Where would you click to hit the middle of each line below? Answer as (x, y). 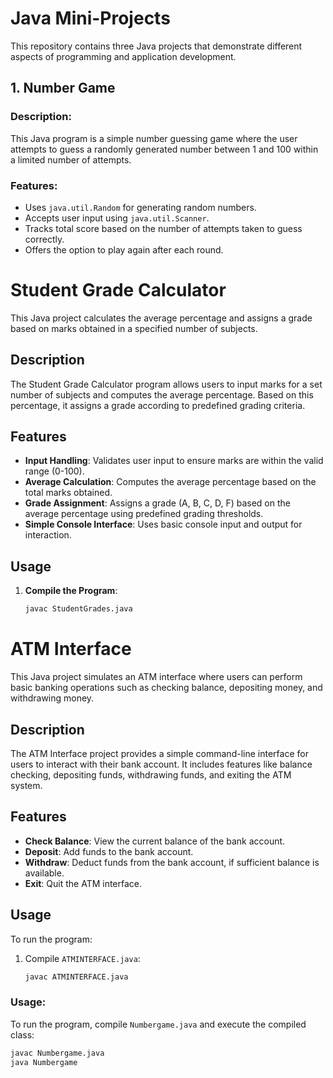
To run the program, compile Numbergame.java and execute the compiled (158, 1024)
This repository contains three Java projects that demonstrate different (156, 46)
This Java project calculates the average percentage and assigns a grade (161, 318)
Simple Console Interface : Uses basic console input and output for (163, 524)
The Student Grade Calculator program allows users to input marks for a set (166, 384)
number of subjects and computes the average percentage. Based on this (162, 394)
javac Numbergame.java (57, 1053)
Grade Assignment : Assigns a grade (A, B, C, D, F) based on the (157, 503)
